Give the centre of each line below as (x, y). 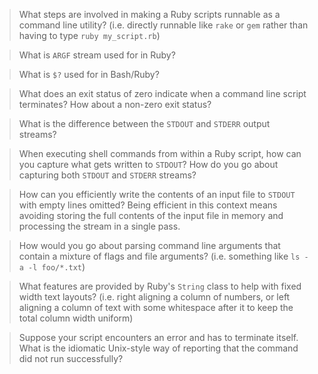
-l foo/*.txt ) (57, 267)
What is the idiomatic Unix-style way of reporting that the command (158, 348)
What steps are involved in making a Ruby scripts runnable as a (149, 14)
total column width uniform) (76, 318)
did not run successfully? (71, 358)
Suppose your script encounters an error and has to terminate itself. (158, 337)
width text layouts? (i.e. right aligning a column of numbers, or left (154, 297)
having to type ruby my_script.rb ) (89, 35)
